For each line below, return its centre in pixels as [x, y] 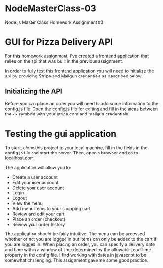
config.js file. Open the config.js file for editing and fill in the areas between [81, 109]
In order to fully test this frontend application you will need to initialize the [80, 71]
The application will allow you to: [38, 167]
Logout [19, 198]
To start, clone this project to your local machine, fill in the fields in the [76, 147]
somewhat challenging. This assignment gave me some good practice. [77, 260]
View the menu [28, 203]
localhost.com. [20, 158]
